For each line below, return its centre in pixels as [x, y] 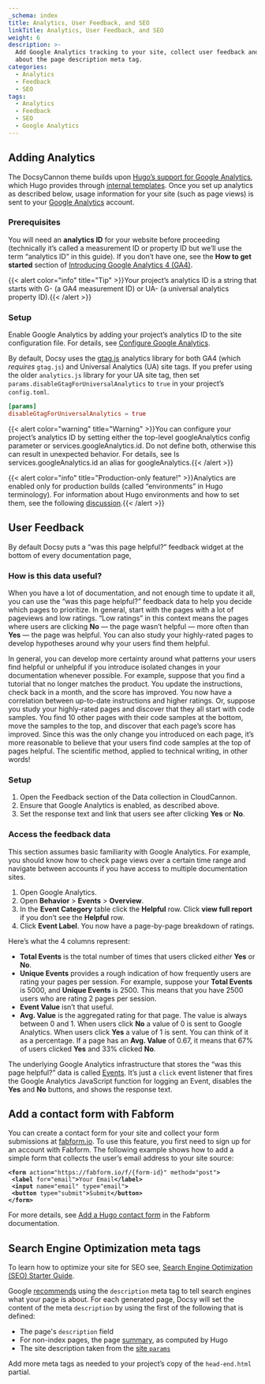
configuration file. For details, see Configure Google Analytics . [109, 343]
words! [19, 760]
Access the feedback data [60, 835]
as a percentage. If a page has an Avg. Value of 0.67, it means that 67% [136, 1040]
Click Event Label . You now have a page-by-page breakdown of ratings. [137, 926]
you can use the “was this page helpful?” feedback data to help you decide [130, 601]
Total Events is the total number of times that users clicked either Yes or [137, 956]
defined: [22, 1316]
